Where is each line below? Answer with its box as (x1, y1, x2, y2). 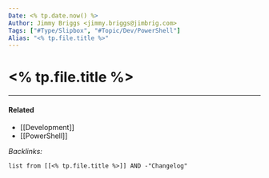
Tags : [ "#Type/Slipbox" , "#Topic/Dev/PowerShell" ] (8, 26, 181, 34)
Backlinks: (8, 147, 42, 156)
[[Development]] (19, 123, 74, 133)
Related (8, 105, 34, 114)
